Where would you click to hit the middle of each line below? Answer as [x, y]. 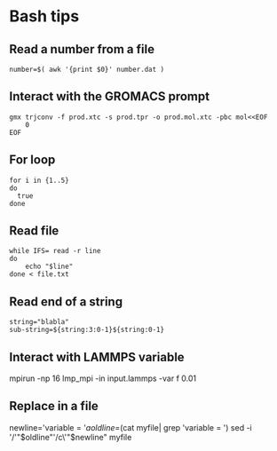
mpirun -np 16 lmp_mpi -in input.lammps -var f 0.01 [103, 378]
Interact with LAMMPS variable [97, 357]
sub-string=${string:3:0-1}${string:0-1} [87, 330]
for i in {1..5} [39, 180]
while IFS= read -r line [55, 251]
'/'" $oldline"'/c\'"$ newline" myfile [71, 437]
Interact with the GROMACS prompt [110, 96]
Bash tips [44, 16]
